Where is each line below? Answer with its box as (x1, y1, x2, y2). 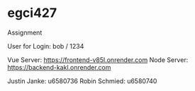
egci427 (7, 5, 57, 21)
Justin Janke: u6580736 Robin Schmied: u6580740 (7, 76, 157, 85)
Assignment (7, 28, 43, 37)
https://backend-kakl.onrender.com (7, 63, 111, 71)
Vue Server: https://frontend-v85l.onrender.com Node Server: (7, 55, 189, 64)
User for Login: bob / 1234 (7, 42, 84, 50)
